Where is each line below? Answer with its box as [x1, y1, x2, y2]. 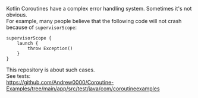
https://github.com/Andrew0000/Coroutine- [6, 79, 114, 86]
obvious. [6, 11, 28, 18]
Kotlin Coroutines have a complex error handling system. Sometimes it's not [6, 5, 192, 12]
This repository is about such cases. [6, 66, 95, 73]
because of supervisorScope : [6, 24, 77, 31]
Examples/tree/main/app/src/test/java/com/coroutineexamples [6, 85, 160, 92]
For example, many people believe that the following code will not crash [6, 18, 182, 24]
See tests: [6, 73, 31, 79]
